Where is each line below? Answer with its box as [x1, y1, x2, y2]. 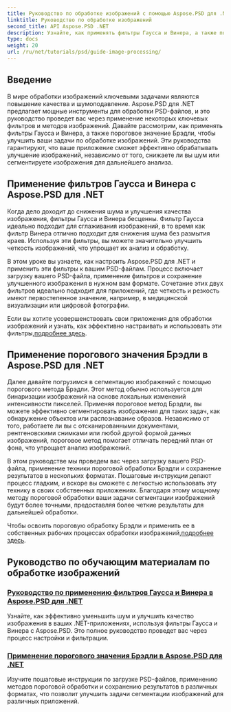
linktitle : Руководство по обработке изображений [7, 17, 153, 23]
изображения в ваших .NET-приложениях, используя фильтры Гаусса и [7, 619, 218, 627]
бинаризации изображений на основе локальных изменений [7, 392, 186, 401]
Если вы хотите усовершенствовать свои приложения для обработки [7, 314, 212, 322]
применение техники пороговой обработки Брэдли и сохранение [28, 464, 221, 472]
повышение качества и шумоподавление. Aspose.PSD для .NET [7, 99, 195, 107]
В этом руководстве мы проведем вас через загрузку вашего [7, 457, 190, 465]
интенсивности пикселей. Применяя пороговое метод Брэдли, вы [7, 400, 202, 408]
